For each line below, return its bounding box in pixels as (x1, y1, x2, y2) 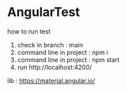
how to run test (7, 27, 51, 36)
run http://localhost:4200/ (17, 63, 92, 71)
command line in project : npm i (17, 48, 108, 56)
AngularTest (7, 4, 80, 20)
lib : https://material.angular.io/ (7, 76, 96, 84)
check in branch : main (17, 40, 84, 49)
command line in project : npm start (17, 55, 120, 63)
